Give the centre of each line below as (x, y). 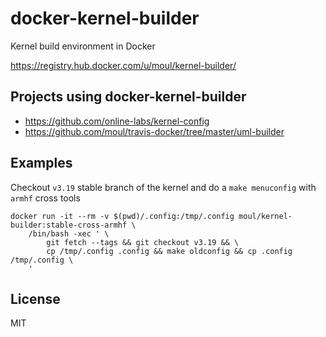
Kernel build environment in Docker (83, 46)
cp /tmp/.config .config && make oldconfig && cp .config (169, 251)
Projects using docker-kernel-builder (128, 97)
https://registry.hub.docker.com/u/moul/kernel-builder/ (123, 65)
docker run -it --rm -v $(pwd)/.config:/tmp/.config (122, 216)
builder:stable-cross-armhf (69, 225)
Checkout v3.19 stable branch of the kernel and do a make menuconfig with (163, 187)
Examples (41, 163)
